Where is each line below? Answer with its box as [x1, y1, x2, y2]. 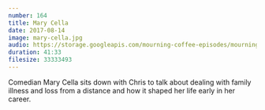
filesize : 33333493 [8, 56, 73, 64]
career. [8, 94, 32, 104]
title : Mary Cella [8, 19, 69, 27]
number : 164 [8, 11, 47, 20]
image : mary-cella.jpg [8, 33, 83, 42]
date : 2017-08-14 [8, 26, 65, 34]
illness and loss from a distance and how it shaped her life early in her [8, 85, 235, 95]
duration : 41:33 [8, 48, 62, 56]
